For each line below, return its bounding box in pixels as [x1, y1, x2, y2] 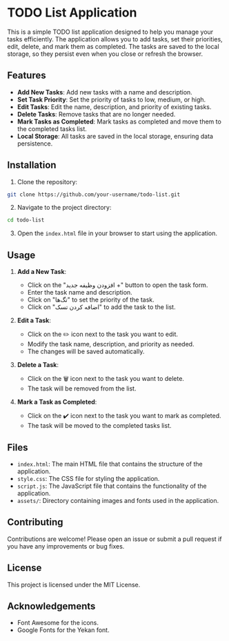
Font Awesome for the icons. [17, 619, 99, 627]
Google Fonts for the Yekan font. [17, 626, 110, 634]
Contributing [7, 516, 63, 529]
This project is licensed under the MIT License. [7, 580, 141, 589]
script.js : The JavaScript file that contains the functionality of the [17, 482, 207, 490]
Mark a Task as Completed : [17, 398, 97, 406]
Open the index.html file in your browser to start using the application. [17, 229, 217, 237]
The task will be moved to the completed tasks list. [27, 422, 172, 430]
